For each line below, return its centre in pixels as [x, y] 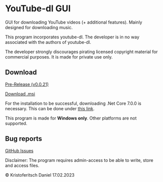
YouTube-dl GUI [38, 9]
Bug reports [24, 139]
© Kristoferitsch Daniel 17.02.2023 [40, 175]
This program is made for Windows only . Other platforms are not [71, 118]
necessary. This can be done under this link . [50, 108]
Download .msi [20, 93]
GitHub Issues [19, 151]
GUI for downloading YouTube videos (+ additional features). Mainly [74, 22]
